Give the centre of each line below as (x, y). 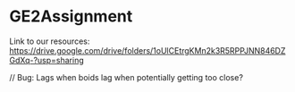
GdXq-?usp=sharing (47, 60)
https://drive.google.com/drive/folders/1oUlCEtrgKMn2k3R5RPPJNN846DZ (147, 50)
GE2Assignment (71, 17)
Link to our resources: (50, 41)
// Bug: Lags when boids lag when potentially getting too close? (126, 77)
